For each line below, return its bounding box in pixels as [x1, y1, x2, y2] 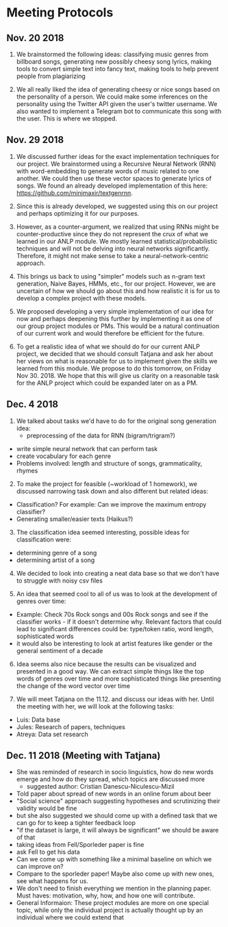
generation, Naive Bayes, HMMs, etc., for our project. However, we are [16, 279, 216, 288]
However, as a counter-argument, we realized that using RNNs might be [16, 223, 220, 231]
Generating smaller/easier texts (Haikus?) [16, 515, 134, 523]
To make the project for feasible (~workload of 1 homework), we [16, 479, 198, 487]
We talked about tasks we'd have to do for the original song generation [16, 416, 216, 425]
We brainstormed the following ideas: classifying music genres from [16, 50, 209, 58]
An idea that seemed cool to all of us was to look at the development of [16, 589, 218, 598]
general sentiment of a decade [16, 646, 103, 655]
